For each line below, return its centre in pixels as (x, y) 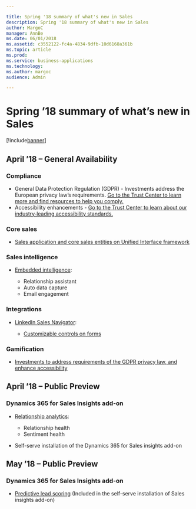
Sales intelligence (32, 257)
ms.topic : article (29, 50)
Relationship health (46, 428)
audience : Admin (26, 77)
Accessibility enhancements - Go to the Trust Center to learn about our (101, 207)
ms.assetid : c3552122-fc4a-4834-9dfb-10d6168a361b (69, 44)
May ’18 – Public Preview (52, 464)
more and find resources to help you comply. (69, 201)
